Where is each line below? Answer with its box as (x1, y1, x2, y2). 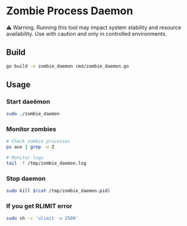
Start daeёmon (6, 97, 51, 105)
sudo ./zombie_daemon (6, 111, 60, 117)
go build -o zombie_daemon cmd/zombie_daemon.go (6, 63, 129, 69)
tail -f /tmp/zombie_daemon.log (6, 161, 86, 167)
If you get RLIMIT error (6, 202, 73, 211)
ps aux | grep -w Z (6, 144, 55, 150)
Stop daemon (6, 174, 46, 183)
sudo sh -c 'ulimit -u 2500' (6, 215, 79, 221)
